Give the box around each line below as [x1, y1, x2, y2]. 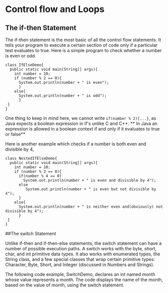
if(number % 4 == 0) [18, 174, 62, 179]
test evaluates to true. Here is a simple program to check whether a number [5, 48, 162, 53]
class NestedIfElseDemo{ [5, 156, 57, 161]
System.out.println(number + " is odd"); [18, 93, 107, 98]
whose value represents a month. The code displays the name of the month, [5, 277, 163, 282]
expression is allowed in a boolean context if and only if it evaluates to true [5, 126, 160, 131]
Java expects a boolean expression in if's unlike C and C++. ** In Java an [5, 120, 157, 126]
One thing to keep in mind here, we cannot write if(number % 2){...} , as [5, 115, 156, 121]
